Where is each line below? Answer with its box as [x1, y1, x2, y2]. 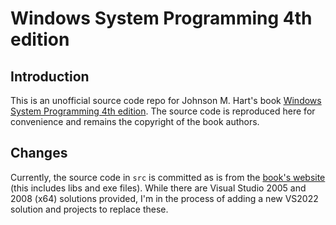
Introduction [10, 68, 90, 85]
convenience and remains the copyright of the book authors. [10, 116, 260, 127]
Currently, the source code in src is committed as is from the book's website [10, 171, 326, 183]
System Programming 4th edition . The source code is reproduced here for [10, 105, 316, 117]
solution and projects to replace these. [10, 203, 169, 215]
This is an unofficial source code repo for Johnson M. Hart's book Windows [10, 95, 322, 106]
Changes [10, 145, 68, 162]
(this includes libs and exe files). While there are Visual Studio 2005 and [10, 182, 307, 194]
